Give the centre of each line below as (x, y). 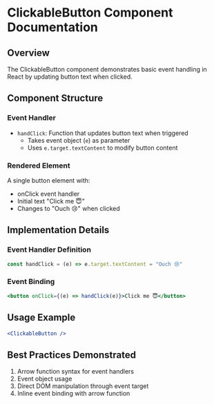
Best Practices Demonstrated (72, 355)
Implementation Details (58, 230)
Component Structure (55, 98)
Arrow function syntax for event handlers (76, 372)
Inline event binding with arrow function (74, 394)
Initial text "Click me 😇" (51, 201)
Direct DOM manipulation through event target (83, 386)
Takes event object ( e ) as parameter (79, 140)
